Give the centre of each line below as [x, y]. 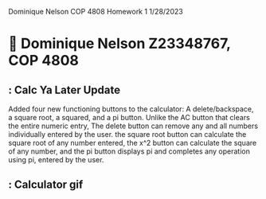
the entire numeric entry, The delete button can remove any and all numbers [133, 126]
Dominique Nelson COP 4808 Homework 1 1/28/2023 [96, 12]
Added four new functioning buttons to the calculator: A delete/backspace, [131, 109]
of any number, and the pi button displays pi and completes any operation [129, 151]
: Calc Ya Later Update [65, 90]
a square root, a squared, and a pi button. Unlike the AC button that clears [129, 117]
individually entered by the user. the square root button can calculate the [127, 134]
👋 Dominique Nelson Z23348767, [119, 44]
